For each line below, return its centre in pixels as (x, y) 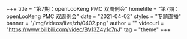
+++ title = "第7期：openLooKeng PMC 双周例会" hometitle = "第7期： (93, 9)
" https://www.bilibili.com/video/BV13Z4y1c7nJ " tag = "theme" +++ (88, 29)
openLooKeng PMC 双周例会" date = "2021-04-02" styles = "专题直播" (94, 16)
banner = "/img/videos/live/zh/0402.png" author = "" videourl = (85, 23)
